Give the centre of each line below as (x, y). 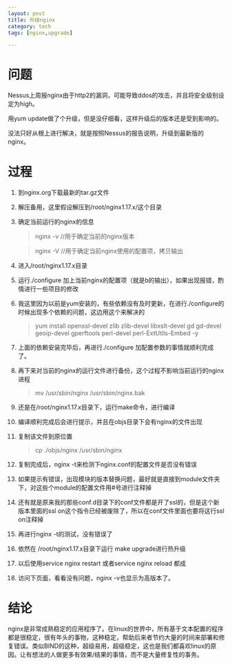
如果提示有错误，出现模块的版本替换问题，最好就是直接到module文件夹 (119, 479)
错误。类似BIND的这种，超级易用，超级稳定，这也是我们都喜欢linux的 (112, 646)
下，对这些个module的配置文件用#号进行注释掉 (85, 488)
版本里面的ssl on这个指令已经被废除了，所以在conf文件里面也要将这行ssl (121, 511)
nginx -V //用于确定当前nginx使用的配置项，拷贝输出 (109, 251)
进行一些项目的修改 (51, 289)
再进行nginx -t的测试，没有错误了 (65, 534)
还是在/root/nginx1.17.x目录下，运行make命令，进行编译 (96, 408)
